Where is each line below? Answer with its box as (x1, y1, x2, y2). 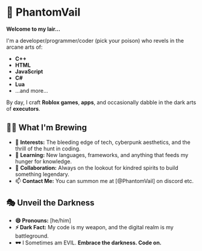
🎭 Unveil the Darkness (6, 198, 95, 208)
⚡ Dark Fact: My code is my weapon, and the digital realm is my (14, 223, 174, 231)
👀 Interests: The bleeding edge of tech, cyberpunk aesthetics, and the (14, 138, 191, 146)
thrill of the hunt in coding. (14, 144, 81, 152)
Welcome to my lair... (6, 25, 60, 33)
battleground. (14, 232, 49, 240)
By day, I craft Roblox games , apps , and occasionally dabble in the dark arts (6, 99, 197, 106)
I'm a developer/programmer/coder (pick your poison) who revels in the (6, 37, 184, 44)
